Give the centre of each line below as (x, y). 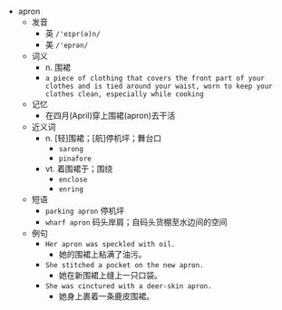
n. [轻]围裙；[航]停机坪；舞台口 (103, 138)
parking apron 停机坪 (85, 211)
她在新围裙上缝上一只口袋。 (111, 275)
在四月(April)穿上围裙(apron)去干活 (110, 116)
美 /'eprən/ (67, 44)
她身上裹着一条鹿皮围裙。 (107, 296)
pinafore (75, 159)
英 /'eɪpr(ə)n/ (73, 33)
